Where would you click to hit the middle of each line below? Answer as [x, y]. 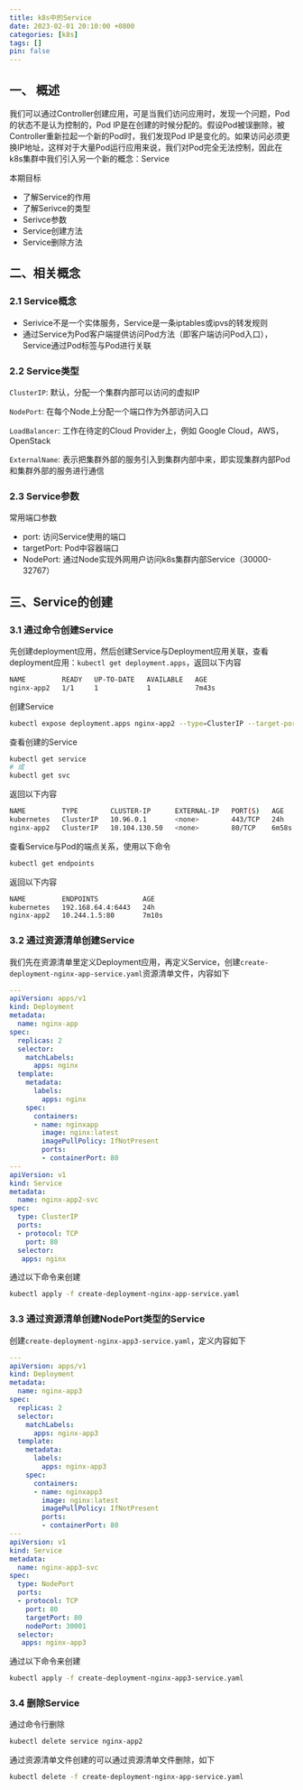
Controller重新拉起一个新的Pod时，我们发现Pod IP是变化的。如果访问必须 [146, 135]
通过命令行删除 [37, 1724]
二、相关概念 [45, 273]
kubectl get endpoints [52, 863]
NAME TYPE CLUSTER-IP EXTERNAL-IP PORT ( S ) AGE [147, 812]
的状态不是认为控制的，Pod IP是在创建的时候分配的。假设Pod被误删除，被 [147, 125]
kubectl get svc [40, 776]
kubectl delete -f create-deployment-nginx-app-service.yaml [127, 1777]
